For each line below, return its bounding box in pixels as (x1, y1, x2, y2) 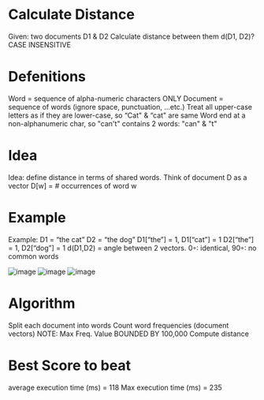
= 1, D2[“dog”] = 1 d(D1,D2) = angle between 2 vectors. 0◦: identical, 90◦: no (8, 243, 257, 252)
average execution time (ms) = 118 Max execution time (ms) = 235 (8, 383, 222, 392)
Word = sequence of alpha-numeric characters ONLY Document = (8, 93, 224, 103)
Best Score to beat (8, 357, 132, 374)
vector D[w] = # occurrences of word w (8, 181, 137, 190)
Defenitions (8, 68, 87, 86)
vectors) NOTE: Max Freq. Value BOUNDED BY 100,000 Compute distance (8, 329, 250, 338)
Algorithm (8, 294, 76, 312)
